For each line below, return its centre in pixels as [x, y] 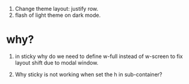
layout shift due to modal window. [57, 62]
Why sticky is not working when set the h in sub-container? [88, 74]
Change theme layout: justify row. [57, 9]
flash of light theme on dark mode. [58, 15]
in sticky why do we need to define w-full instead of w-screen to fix [99, 56]
